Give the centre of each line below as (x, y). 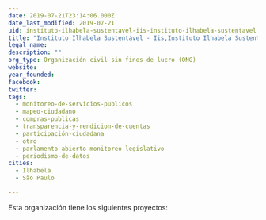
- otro (26, 141)
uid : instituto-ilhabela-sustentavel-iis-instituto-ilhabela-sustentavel (133, 30)
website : (23, 68)
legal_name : (28, 45)
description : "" (35, 52)
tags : (17, 97)
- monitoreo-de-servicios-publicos (74, 104)
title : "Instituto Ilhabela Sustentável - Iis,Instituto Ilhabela (120, 38)
